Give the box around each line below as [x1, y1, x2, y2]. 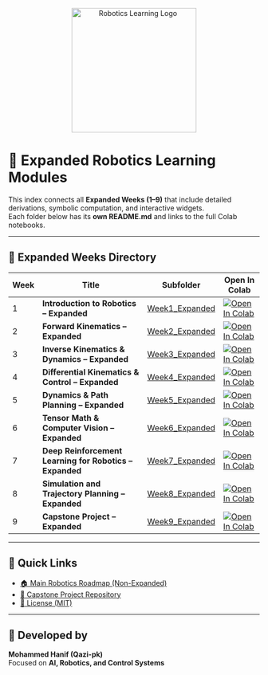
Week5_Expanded [147, 394, 215, 406]
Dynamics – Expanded [42, 353, 129, 364]
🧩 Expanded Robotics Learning [8, 151, 216, 170]
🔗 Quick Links [8, 556, 77, 570]
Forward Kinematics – [42, 320, 128, 332]
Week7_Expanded [147, 455, 215, 466]
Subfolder [162, 279, 201, 290]
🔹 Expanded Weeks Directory [8, 251, 157, 265]
